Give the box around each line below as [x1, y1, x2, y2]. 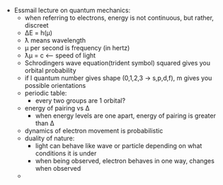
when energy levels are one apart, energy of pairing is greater [35, 111, 216, 120]
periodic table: [24, 89, 67, 97]
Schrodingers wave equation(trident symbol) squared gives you [24, 59, 211, 67]
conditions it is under [35, 149, 97, 157]
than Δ [35, 119, 55, 127]
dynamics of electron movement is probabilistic [24, 127, 164, 135]
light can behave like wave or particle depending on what [35, 142, 202, 150]
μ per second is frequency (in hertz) [24, 44, 130, 52]
